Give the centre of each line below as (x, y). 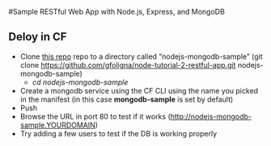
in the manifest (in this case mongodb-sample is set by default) (127, 99)
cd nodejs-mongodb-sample (80, 82)
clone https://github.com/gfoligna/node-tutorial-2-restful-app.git (128, 65)
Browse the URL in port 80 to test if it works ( (95, 116)
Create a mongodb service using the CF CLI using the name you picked (139, 90)
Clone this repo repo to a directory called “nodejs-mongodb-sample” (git (141, 56)
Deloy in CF (38, 37)
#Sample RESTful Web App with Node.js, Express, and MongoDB (116, 12)
